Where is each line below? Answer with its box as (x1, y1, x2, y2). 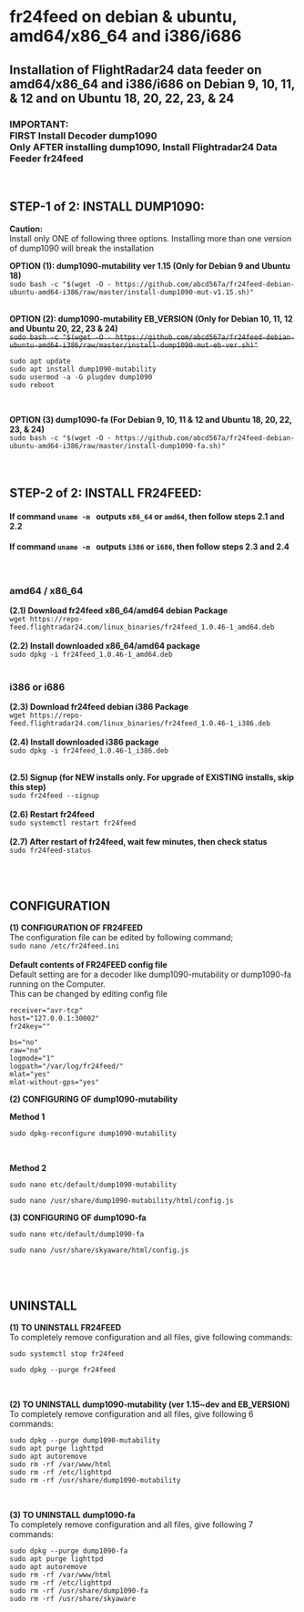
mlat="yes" (9, 1070, 51, 1079)
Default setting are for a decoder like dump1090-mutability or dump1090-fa (9, 969, 292, 981)
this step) (9, 782, 46, 793)
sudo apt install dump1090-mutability (9, 364, 157, 374)
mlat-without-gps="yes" (9, 1078, 100, 1087)
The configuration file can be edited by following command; (9, 932, 234, 943)
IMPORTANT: (9, 118, 69, 130)
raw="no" (9, 1046, 43, 1055)
